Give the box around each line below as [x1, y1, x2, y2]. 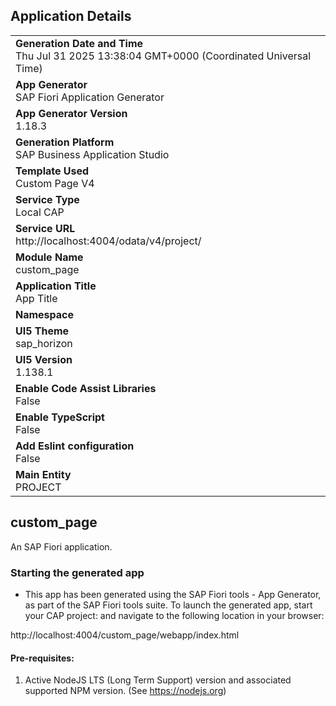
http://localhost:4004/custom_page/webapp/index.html [10, 629, 240, 641]
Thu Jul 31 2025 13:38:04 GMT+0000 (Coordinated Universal [15, 49, 312, 63]
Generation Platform [15, 135, 115, 149]
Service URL [15, 221, 76, 235]
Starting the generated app [10, 565, 145, 579]
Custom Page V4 [15, 176, 95, 190]
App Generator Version [15, 106, 128, 120]
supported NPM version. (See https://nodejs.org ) [24, 685, 227, 697]
